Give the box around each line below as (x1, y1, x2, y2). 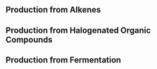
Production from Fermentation (5, 55, 121, 65)
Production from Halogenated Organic (5, 25, 151, 35)
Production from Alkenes (5, 5, 101, 15)
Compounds (5, 34, 53, 44)
